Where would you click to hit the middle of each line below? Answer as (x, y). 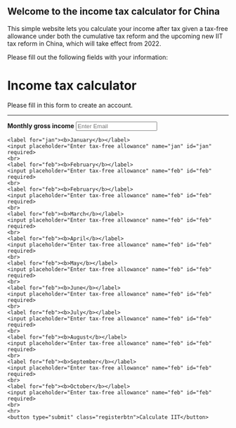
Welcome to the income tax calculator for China (113, 12)
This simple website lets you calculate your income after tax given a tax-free (118, 28)
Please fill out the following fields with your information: (88, 57)
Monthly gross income (41, 125)
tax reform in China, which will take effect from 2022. (84, 43)
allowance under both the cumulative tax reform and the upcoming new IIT (115, 36)
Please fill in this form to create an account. (70, 105)
